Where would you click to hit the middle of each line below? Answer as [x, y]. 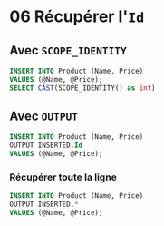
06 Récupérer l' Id [77, 17]
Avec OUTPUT [44, 117]
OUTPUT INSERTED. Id [46, 146]
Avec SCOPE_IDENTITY [68, 50]
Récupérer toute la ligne [63, 177]
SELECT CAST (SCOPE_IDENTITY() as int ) [82, 88]
